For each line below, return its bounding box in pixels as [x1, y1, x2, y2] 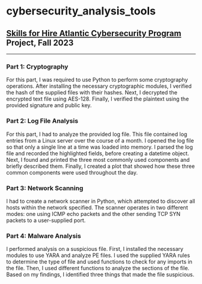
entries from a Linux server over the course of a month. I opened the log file [6, 137, 194, 144]
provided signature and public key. [6, 102, 92, 109]
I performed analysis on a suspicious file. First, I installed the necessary [6, 245, 183, 253]
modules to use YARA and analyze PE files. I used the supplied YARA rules [6, 252, 191, 259]
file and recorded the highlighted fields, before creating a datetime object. [6, 149, 189, 157]
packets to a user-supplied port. [6, 217, 86, 224]
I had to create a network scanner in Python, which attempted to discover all [6, 197, 195, 205]
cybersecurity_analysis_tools [6, 4, 156, 18]
